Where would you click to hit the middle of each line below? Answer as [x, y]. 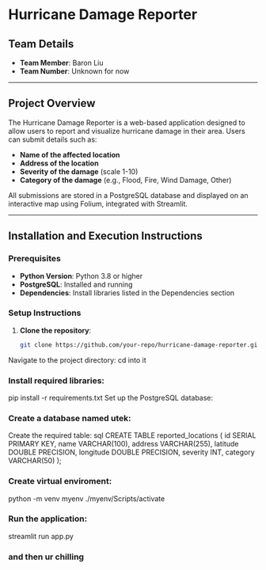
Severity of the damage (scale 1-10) [79, 171]
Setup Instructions [45, 313]
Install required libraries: [57, 380]
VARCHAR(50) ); [35, 461]
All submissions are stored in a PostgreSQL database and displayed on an [128, 195]
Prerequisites [34, 259]
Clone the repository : [55, 330]
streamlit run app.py [41, 536]
